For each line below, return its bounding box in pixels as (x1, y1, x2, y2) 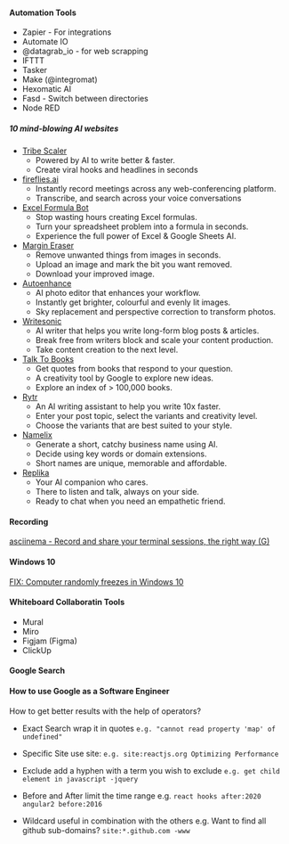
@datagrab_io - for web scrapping (21, 45, 149, 57)
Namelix (21, 430, 53, 440)
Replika (21, 468, 50, 479)
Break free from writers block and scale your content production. (35, 335, 274, 346)
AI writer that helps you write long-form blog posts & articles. (35, 325, 260, 336)
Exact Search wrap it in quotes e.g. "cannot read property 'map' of (21, 723, 276, 733)
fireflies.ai (21, 174, 60, 184)
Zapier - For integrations (21, 27, 112, 37)
